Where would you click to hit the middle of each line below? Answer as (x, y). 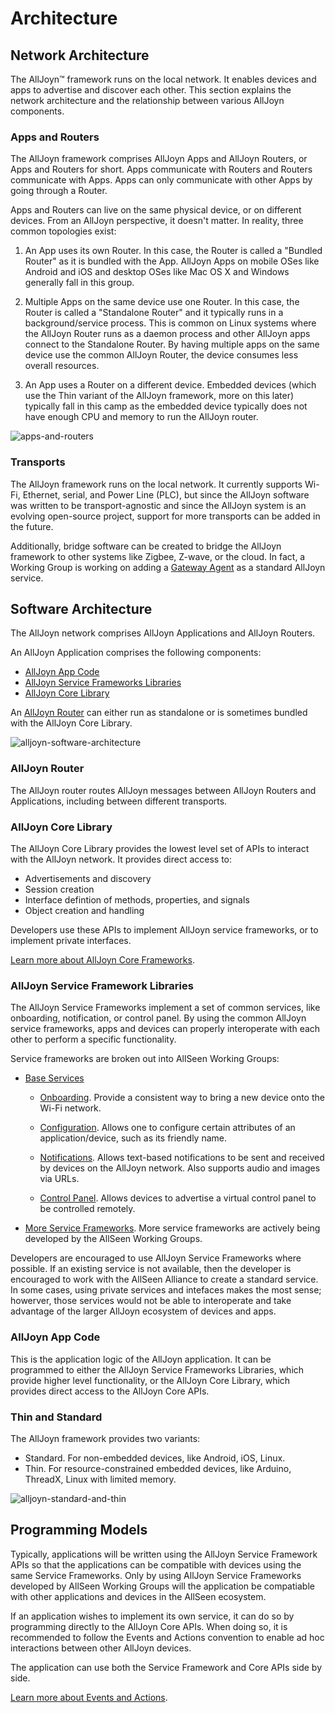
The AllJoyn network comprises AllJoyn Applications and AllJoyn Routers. (163, 633)
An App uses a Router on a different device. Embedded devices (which (170, 385)
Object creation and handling (84, 910)
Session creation (59, 889)
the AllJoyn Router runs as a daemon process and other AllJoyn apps (167, 334)
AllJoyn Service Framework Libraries (102, 985)
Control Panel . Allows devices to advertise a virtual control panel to (178, 1198)
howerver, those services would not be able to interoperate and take (151, 1301)
